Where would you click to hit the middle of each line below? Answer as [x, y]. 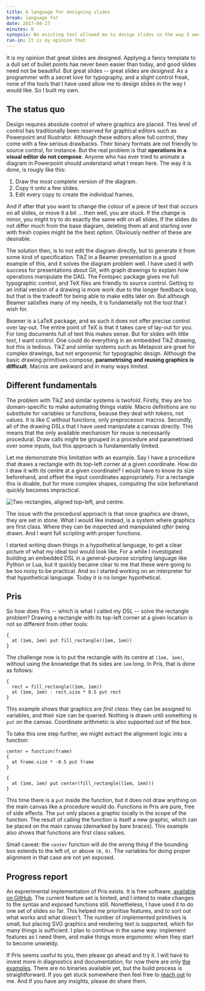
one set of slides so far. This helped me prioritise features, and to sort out [99, 911]
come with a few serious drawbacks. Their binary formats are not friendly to [102, 144]
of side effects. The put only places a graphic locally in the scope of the [97, 813]
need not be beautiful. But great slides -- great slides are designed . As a [97, 71]
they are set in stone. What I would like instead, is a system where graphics [101, 520]
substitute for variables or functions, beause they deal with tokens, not [95, 413]
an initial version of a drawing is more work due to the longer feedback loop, [102, 289]
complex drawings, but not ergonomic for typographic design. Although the [101, 353]
